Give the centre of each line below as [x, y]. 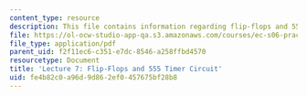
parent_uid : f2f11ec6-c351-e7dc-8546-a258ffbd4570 [108, 52]
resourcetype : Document [55, 60]
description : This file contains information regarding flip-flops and [148, 27]
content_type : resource [55, 18]
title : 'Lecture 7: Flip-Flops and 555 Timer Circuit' [116, 69]
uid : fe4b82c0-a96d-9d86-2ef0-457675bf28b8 [94, 78]
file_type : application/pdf [63, 43]
